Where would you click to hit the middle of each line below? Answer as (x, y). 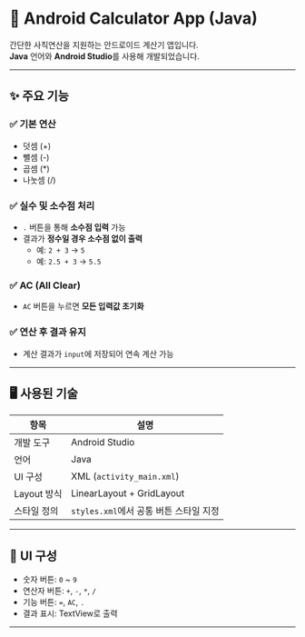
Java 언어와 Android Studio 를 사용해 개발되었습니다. (104, 56)
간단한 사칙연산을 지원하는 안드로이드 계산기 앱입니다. (104, 45)
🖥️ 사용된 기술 (44, 393)
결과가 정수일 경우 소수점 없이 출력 (83, 238)
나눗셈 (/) (39, 180)
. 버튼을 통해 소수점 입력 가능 (74, 227)
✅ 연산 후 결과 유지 (48, 333)
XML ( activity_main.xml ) (125, 476)
